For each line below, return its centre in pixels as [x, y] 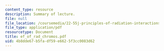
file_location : [20, 23]
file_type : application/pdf [34, 28]
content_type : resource [29, 9]
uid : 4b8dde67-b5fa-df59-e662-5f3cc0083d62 [50, 41]
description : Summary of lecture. [40, 14]
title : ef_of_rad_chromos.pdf [36, 37]
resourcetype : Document [29, 32]
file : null [16, 18]
